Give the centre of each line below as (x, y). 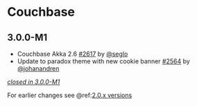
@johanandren (38, 68)
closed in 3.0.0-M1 (34, 82)
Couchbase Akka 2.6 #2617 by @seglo (72, 54)
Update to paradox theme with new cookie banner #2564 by (104, 61)
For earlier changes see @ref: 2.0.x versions (70, 95)
